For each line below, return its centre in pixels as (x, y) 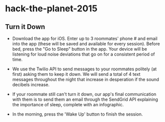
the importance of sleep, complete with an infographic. (68, 105)
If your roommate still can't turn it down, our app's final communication (84, 94)
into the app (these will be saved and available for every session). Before (86, 44)
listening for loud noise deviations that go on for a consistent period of (83, 54)
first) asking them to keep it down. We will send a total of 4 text (76, 74)
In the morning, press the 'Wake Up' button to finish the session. (77, 114)
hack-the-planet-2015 (51, 9)
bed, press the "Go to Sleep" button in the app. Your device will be (80, 49)
